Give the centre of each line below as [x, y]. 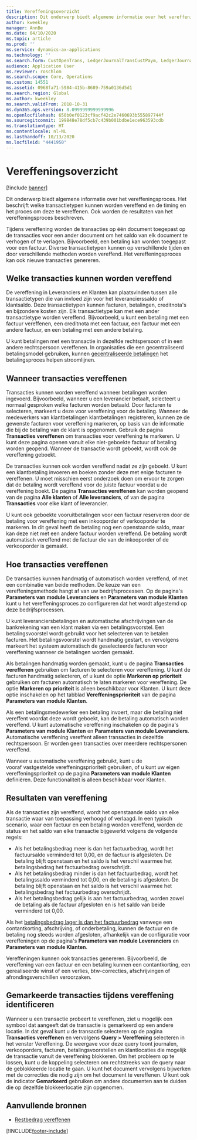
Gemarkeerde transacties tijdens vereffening [90, 996]
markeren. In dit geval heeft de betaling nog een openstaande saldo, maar [95, 528]
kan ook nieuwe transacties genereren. [53, 260]
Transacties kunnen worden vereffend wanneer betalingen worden [86, 393]
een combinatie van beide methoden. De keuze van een [73, 585]
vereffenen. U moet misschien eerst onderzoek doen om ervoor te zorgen [95, 479]
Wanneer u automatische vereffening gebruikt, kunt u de [74, 761]
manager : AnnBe [25, 28]
